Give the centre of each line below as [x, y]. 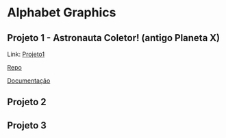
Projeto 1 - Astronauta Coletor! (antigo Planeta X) [114, 38]
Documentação [29, 81]
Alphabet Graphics [62, 13]
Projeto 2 [27, 102]
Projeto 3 [27, 125]
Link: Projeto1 [26, 54]
